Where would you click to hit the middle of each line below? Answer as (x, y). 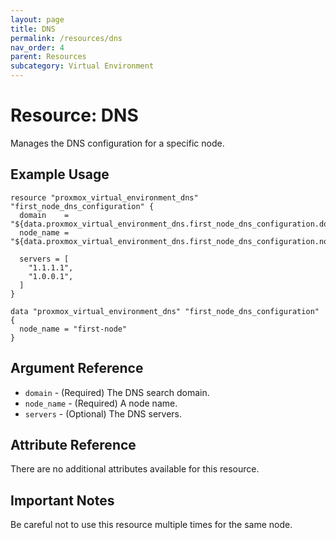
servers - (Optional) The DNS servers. (103, 413)
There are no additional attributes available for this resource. (135, 469)
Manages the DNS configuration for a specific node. (117, 143)
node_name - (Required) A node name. (101, 403)
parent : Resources (48, 57)
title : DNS (33, 29)
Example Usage (60, 174)
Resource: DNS (74, 115)
